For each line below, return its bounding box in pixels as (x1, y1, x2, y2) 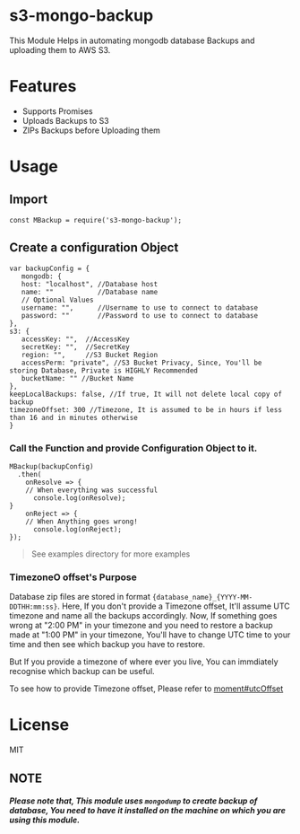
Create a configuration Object (9, 240, 179, 256)
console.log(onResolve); (32, 493, 126, 503)
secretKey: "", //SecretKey (21, 342, 130, 351)
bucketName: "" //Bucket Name (21, 373, 134, 382)
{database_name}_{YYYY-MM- (151, 593, 253, 602)
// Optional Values (21, 295, 94, 304)
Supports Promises (21, 105, 93, 117)
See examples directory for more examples (30, 549, 191, 559)
